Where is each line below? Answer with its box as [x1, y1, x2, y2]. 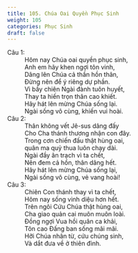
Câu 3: [7, 180, 26, 189]
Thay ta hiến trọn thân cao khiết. [24, 93, 117, 101]
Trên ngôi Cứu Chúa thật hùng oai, [24, 203, 123, 211]
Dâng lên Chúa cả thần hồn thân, [24, 71, 119, 79]
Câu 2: [7, 115, 26, 123]
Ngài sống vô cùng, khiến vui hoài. [24, 107, 123, 115]
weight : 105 [7, 17, 42, 24]
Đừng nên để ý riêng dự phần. [24, 77, 110, 86]
